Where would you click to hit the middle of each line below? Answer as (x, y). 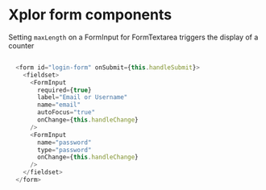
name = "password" (64, 142)
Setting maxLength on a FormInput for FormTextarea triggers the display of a (133, 37)
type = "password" (64, 150)
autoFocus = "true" (66, 113)
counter (21, 45)
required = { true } (64, 90)
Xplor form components (90, 15)
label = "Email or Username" (83, 97)
